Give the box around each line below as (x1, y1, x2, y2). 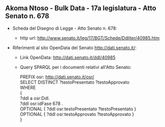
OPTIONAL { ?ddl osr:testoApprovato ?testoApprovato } (19, 111, 134, 117)
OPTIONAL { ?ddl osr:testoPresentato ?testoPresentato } (19, 105, 136, 112)
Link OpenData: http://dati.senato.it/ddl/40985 (19, 54, 116, 60)
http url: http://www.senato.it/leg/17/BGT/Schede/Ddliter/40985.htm (19, 35, 160, 41)
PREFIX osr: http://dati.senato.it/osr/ (19, 74, 94, 80)
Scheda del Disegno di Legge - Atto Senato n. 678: (12, 25, 117, 31)
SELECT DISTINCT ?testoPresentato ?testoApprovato (19, 79, 130, 85)
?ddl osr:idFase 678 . (19, 100, 63, 106)
